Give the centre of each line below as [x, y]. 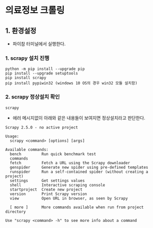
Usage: [12, 136]
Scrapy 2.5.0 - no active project [42, 127]
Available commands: [27, 149]
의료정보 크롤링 [35, 10]
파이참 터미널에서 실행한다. [39, 44]
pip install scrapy [26, 78]
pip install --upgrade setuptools [42, 73]
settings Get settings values [47, 180]
